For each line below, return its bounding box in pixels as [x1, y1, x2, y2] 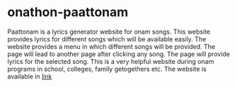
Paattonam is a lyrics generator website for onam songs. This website [7, 27, 211, 36]
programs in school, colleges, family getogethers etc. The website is [7, 65, 207, 73]
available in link [7, 72, 52, 81]
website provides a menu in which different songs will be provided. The [7, 42, 216, 51]
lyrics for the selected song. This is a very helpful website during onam [7, 57, 214, 65]
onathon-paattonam [7, 4, 129, 20]
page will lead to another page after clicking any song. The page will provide [7, 50, 231, 58]
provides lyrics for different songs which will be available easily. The [7, 34, 207, 43]
